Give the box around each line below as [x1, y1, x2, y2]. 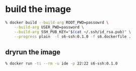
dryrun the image [5, 47, 61, 56]
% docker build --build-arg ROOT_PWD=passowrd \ [5, 20, 109, 25]
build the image [5, 3, 71, 15]
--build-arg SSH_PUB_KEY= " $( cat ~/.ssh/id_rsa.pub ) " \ [14, 29, 131, 34]
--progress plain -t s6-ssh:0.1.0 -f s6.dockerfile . [14, 34, 131, 39]
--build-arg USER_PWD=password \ [14, 24, 84, 29]
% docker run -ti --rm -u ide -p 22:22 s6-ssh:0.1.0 [5, 61, 118, 66]
